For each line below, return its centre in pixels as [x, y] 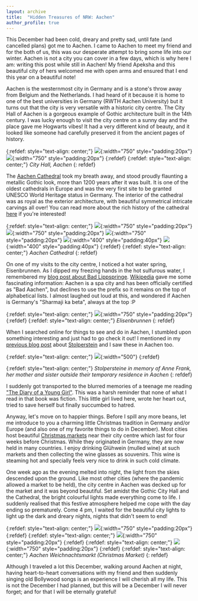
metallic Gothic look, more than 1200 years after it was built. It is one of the [97, 183]
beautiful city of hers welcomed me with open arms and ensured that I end [97, 71]
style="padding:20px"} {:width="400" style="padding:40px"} [84, 240]
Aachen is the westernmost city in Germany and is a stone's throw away [94, 89]
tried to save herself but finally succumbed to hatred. [71, 405]
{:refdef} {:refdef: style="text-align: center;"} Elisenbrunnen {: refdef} [91, 321]
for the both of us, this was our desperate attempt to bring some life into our [99, 52]
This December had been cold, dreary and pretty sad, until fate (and [89, 40]
